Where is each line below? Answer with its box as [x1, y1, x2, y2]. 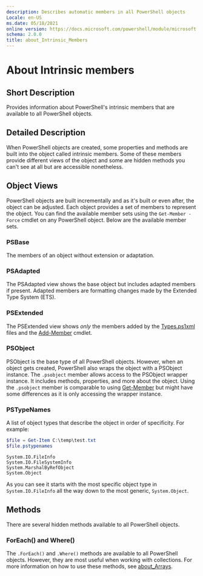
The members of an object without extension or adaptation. [6, 252, 155, 259]
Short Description [6, 87, 75, 98]
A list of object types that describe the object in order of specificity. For [6, 419, 185, 427]
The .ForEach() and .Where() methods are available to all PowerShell [6, 549, 178, 557]
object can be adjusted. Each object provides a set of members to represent [6, 203, 196, 210]
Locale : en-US [6, 15, 42, 21]
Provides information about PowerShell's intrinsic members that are [6, 104, 175, 111]
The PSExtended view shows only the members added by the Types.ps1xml [6, 323, 195, 330]
